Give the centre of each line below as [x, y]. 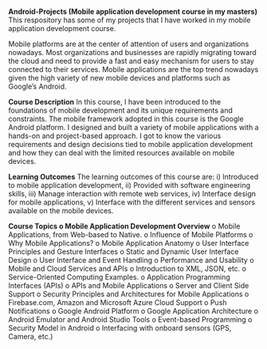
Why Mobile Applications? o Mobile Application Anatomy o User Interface [129, 243]
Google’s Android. [37, 86]
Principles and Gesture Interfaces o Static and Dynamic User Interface [124, 252]
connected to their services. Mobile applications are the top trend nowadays [133, 69]
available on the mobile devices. [61, 210]
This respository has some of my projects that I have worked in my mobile [130, 20]
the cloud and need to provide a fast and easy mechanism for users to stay [132, 61]
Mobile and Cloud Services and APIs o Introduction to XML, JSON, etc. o [128, 268]
